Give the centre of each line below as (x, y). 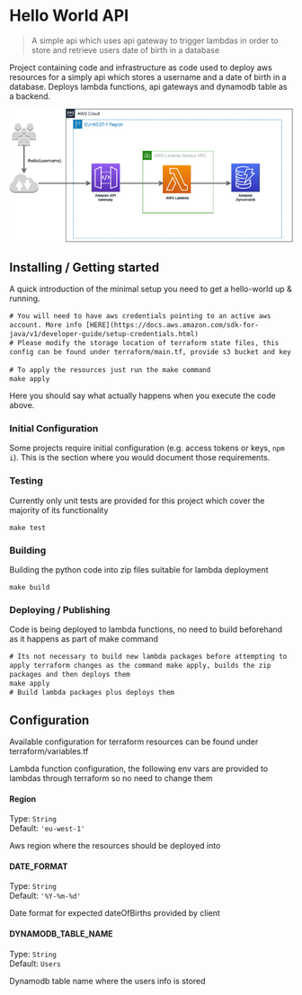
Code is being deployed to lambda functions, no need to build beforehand (146, 629)
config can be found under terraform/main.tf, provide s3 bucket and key (151, 352)
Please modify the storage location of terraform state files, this (148, 343)
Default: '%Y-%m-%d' (45, 896)
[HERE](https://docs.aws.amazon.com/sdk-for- (172, 325)
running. (25, 298)
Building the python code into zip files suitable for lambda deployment (139, 569)
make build (30, 587)
